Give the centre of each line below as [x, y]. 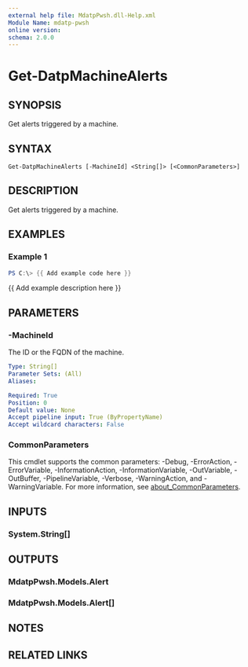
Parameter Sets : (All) [45, 374]
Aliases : [22, 381]
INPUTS [27, 511]
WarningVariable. [36, 487]
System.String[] [39, 533]
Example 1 [28, 257]
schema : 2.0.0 [31, 37]
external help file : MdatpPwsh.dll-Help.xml [82, 15]
